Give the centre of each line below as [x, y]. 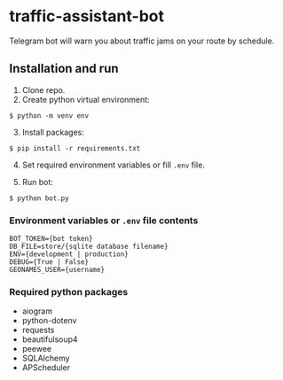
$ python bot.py [39, 198]
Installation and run [64, 69]
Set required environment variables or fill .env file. [114, 165]
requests [38, 330]
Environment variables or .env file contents [104, 221]
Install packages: [53, 132]
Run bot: [37, 182]
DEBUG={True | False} [49, 262]
